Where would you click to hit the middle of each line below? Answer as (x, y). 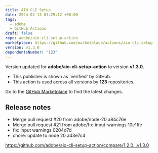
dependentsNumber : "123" (31, 52)
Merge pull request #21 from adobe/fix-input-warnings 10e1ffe (77, 125)
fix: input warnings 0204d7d (42, 130)
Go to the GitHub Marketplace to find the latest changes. (64, 91)
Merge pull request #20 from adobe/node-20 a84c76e (69, 120)
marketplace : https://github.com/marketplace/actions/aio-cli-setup (79, 43)
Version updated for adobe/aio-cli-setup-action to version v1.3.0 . (75, 67)
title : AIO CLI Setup (28, 10)
